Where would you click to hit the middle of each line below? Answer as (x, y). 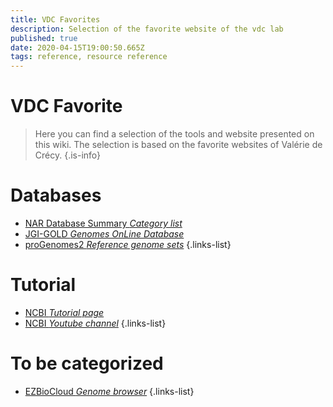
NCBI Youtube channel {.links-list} (95, 323)
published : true (44, 38)
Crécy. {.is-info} (68, 155)
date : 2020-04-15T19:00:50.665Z (77, 47)
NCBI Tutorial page (64, 312)
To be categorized (87, 363)
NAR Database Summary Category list (103, 223)
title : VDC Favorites (55, 19)
